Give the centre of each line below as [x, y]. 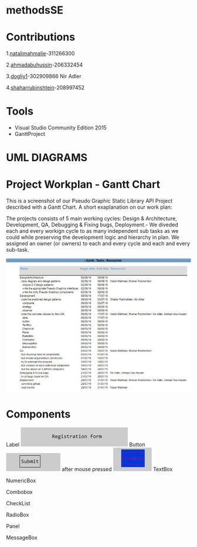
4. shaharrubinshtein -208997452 [45, 88]
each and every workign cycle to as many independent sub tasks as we [92, 231]
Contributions [40, 37]
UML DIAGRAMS [47, 158]
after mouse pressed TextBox [117, 469]
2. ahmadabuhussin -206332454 [45, 65]
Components [38, 414]
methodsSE [35, 10]
